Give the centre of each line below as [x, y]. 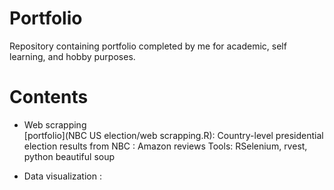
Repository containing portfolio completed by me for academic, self [148, 46]
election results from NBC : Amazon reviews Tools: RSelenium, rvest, [165, 146]
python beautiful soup [69, 156]
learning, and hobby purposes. [72, 56]
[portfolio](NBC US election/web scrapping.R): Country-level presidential [173, 135]
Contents [49, 97]
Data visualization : [62, 176]
